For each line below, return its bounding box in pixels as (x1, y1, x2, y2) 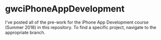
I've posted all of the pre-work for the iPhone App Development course (5, 19, 149, 25)
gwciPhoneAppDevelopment (5, 3, 125, 14)
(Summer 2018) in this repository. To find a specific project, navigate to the (5, 24, 157, 30)
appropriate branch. (5, 29, 46, 35)
